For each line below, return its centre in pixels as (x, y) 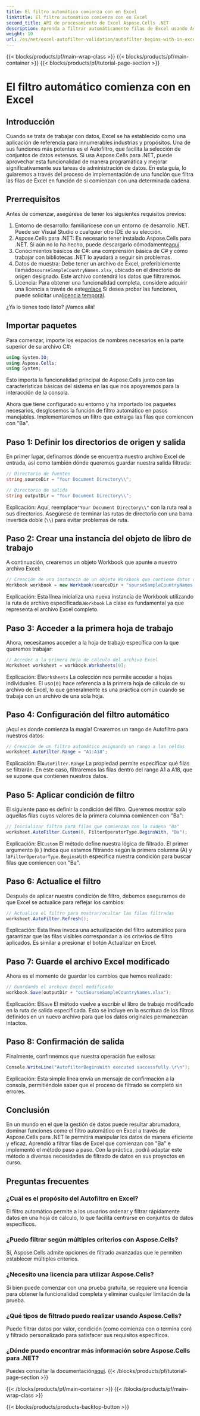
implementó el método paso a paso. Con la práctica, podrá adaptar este (94, 1150)
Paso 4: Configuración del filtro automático (88, 715)
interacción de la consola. (38, 393)
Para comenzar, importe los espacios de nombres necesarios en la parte (95, 340)
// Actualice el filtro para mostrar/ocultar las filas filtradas (90, 913)
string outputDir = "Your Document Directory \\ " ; (69, 496)
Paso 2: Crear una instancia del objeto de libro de (99, 538)
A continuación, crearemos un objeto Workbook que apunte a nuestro (92, 562)
